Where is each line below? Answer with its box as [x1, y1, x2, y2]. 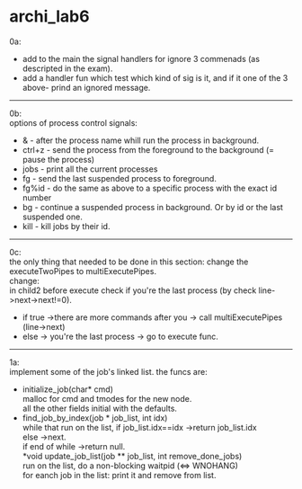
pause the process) [22, 154, 95, 164]
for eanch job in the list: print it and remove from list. [22, 469, 217, 480]
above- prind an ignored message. [22, 82, 151, 93]
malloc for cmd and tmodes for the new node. [22, 393, 192, 404]
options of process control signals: [9, 117, 138, 128]
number [22, 191, 52, 203]
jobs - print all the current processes [22, 164, 158, 174]
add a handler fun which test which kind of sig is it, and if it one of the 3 [22, 72, 289, 83]
